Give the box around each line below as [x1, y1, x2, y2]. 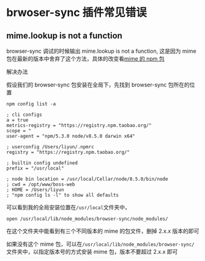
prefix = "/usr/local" [6, 165, 64, 172]
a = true [6, 117, 29, 123]
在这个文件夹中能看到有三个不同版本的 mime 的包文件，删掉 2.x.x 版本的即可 [6, 227, 199, 235]
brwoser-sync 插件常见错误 [6, 6, 147, 20]
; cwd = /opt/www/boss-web [6, 181, 75, 187]
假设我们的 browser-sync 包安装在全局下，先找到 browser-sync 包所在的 [6, 81, 190, 88]
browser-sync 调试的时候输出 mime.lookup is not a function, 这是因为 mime [6, 47, 197, 55]
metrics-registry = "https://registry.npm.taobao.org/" [6, 123, 152, 129]
